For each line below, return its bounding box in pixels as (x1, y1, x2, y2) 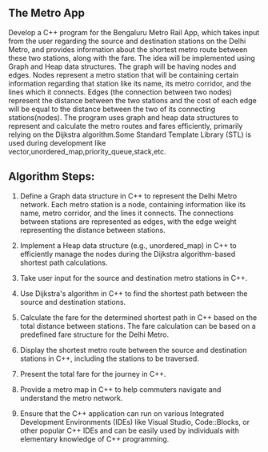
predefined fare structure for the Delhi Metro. (19, 330, 170, 339)
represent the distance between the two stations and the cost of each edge (8, 95, 258, 105)
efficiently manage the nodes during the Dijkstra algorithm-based (19, 249, 236, 258)
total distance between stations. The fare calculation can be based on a (19, 321, 256, 330)
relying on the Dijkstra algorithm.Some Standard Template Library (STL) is (8, 130, 252, 139)
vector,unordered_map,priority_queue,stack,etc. (8, 146, 166, 156)
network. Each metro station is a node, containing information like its (19, 199, 246, 209)
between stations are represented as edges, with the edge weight (19, 216, 238, 226)
